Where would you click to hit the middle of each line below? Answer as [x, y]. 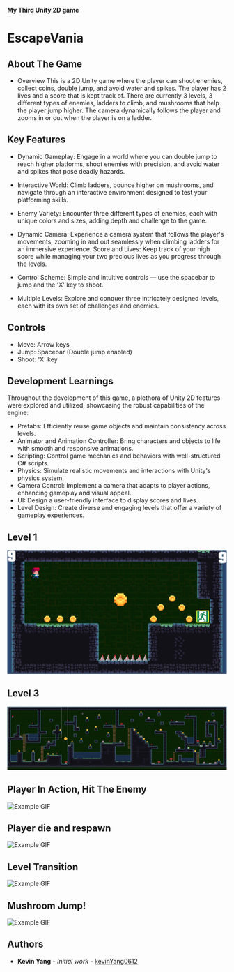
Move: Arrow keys [43, 344]
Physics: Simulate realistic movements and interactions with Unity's [114, 471]
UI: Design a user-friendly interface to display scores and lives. [108, 500]
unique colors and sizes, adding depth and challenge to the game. [112, 220]
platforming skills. [42, 200]
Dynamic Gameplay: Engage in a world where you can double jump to [117, 156]
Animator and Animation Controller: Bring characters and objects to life [119, 441]
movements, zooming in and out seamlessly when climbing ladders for [118, 241]
